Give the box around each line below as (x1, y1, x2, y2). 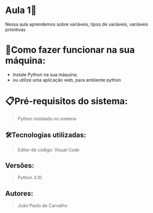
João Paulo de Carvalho (17, 202, 68, 208)
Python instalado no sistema (17, 115, 76, 121)
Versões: (5, 161, 34, 170)
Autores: (5, 189, 34, 198)
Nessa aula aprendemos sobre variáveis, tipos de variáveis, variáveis (5, 21, 148, 27)
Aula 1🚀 (5, 5, 37, 16)
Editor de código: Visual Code (17, 147, 80, 153)
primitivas (5, 26, 26, 32)
